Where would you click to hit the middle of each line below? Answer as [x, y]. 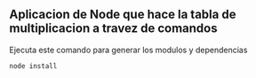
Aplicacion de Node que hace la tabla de [123, 15]
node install [33, 66]
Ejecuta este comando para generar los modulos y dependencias [128, 50]
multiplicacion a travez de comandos [113, 29]
